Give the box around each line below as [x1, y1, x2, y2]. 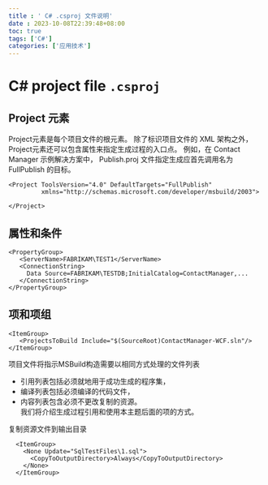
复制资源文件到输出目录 [8, 423, 87, 434]
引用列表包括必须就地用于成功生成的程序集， [19, 376, 171, 386]
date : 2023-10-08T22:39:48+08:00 [8, 19, 126, 28]
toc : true [8, 27, 42, 35]
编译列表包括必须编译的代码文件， [19, 386, 135, 396]
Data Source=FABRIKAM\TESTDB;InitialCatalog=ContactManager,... [26, 269, 249, 277]
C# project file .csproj [8, 77, 161, 96]
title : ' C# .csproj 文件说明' [8, 11, 114, 20]
